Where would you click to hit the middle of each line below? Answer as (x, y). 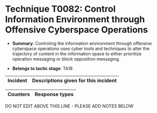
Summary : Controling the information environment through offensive (82, 43)
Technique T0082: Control (60, 9)
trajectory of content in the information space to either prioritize (77, 54)
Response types (54, 94)
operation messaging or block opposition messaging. (66, 59)
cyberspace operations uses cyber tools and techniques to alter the (81, 48)
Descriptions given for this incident (74, 80)
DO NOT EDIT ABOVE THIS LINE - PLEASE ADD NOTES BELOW (69, 106)
